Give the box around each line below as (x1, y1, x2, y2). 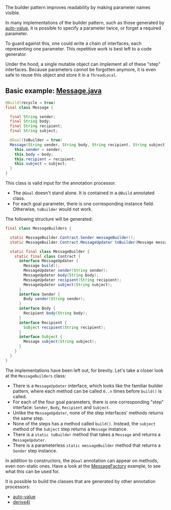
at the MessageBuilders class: (5, 372, 66, 379)
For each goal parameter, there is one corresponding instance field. (12, 201, 154, 207)
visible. (5, 10, 20, 16)
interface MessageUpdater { (18, 259, 79, 264)
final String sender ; (10, 114, 56, 119)
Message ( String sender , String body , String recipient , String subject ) (10, 142, 167, 147)
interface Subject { (18, 334, 63, 340)
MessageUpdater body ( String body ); (23, 273, 99, 278)
